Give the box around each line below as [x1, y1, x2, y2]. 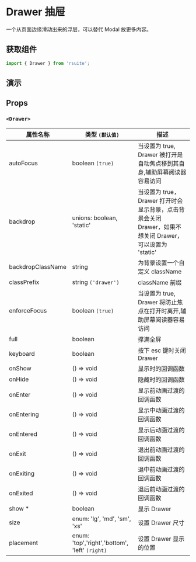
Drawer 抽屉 [6, 5, 65, 19]
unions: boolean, [72, 214, 118, 222]
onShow [9, 364, 32, 372]
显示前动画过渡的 [138, 386, 185, 394]
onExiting [9, 469, 35, 477]
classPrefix [9, 278, 40, 286]
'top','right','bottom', [72, 539, 129, 547]
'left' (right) [72, 546, 107, 554]
